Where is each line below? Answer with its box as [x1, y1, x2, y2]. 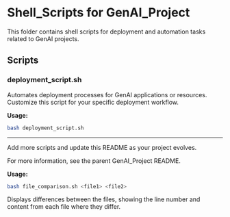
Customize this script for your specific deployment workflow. [7, 98, 179, 106]
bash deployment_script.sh [7, 125, 84, 131]
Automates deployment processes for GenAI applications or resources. [7, 90, 207, 99]
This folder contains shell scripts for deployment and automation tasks [7, 27, 206, 36]
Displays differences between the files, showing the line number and [7, 195, 201, 203]
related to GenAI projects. [7, 34, 79, 42]
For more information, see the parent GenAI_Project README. [7, 156, 181, 165]
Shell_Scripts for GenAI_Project [7, 5, 190, 21]
